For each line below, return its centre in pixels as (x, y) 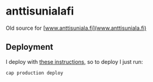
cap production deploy (34, 73)
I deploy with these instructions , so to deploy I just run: (74, 61)
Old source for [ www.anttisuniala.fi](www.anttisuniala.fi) (76, 28)
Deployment (30, 47)
